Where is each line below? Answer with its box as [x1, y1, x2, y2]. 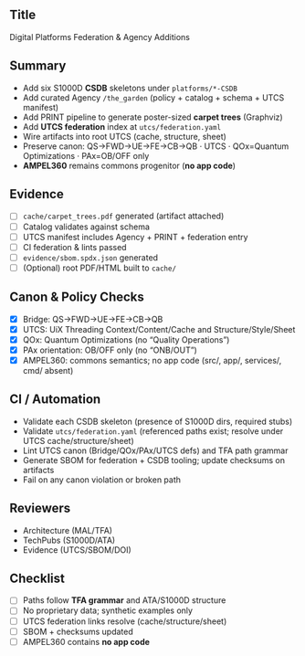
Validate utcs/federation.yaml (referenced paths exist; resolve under [22, 425, 284, 437]
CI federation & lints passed [22, 241, 127, 252]
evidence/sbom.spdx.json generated [22, 251, 158, 263]
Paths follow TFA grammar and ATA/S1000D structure [22, 595, 226, 606]
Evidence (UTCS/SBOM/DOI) [22, 544, 132, 555]
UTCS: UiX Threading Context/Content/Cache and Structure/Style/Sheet [22, 323, 296, 334]
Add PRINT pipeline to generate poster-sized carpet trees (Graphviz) [22, 111, 283, 122]
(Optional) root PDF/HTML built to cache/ [22, 262, 176, 273]
